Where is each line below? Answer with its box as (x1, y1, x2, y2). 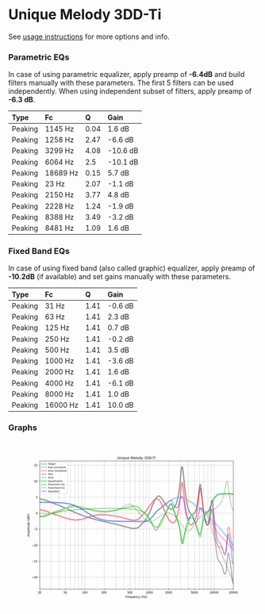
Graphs (8, 422, 37, 433)
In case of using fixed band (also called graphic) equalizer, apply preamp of (8, 263, 255, 273)
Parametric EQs (8, 52, 70, 63)
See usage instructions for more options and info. (8, 32, 171, 41)
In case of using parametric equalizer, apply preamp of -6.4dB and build (8, 70, 245, 79)
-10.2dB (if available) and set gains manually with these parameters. (8, 272, 232, 282)
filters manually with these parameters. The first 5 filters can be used (8, 78, 234, 88)
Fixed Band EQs (8, 245, 70, 256)
